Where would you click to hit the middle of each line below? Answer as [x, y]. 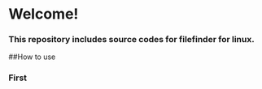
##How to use [32, 57]
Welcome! [44, 14]
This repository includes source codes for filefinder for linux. [131, 40]
